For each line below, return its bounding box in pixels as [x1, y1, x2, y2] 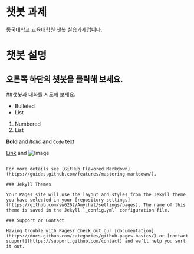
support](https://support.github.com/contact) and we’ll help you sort [6, 238, 186, 244]
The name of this [143, 202, 186, 208]
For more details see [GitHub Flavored [6, 166, 104, 171]
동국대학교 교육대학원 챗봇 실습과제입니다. [6, 26, 103, 33]
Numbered [14, 120, 41, 127]
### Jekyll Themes [6, 181, 51, 187]
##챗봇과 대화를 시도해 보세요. [6, 91, 76, 98]
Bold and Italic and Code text [6, 138, 75, 145]
